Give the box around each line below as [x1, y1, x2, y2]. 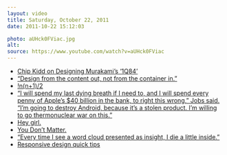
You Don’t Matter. [17, 125, 67, 134]
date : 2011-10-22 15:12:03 [7, 23, 85, 30]
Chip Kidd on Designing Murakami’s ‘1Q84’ [17, 67, 138, 75]
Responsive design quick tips [17, 141, 100, 148]
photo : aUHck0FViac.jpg [7, 35, 76, 42]
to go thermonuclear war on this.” [17, 111, 113, 119]
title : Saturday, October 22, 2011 [7, 17, 109, 23]
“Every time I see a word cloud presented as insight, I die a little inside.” [17, 133, 220, 141]
